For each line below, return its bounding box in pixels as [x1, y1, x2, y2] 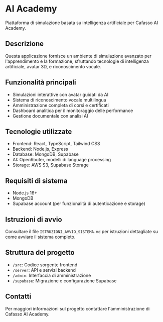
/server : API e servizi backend [12, 267, 76, 273]
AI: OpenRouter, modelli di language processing [12, 157, 111, 163]
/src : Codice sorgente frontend [12, 262, 78, 268]
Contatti [5, 292, 32, 301]
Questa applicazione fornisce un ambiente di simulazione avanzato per [5, 53, 152, 59]
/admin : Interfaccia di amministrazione [12, 272, 91, 278]
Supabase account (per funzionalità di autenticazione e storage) [12, 200, 145, 206]
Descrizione [5, 40, 44, 48]
